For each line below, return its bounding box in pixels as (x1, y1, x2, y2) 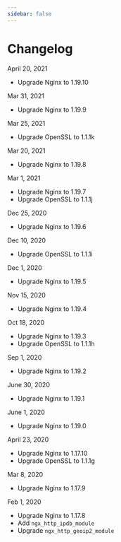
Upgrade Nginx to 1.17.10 (17, 449, 88, 457)
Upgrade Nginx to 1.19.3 (17, 331, 87, 340)
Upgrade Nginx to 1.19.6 (17, 222, 87, 230)
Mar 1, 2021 (7, 174, 41, 182)
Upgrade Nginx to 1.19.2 (17, 367, 87, 375)
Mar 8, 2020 (7, 470, 44, 478)
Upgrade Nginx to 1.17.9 (17, 483, 86, 492)
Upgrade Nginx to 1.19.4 (17, 305, 87, 313)
